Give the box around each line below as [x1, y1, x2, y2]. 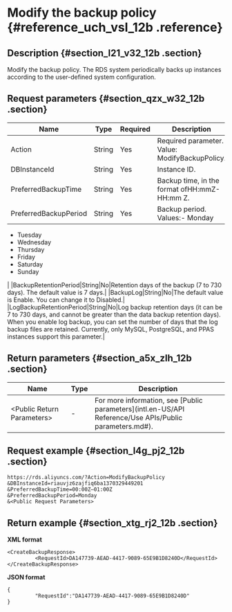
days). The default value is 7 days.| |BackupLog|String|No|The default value [7, 288, 224, 296]
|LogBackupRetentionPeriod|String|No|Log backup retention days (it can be [7, 303, 223, 311]
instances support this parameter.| [7, 332, 105, 341]
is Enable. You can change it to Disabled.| [7, 296, 126, 304]
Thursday [17, 245, 45, 253]
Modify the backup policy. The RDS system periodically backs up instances [7, 66, 222, 73]
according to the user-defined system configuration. [7, 73, 157, 81]
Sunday [17, 267, 39, 276]
